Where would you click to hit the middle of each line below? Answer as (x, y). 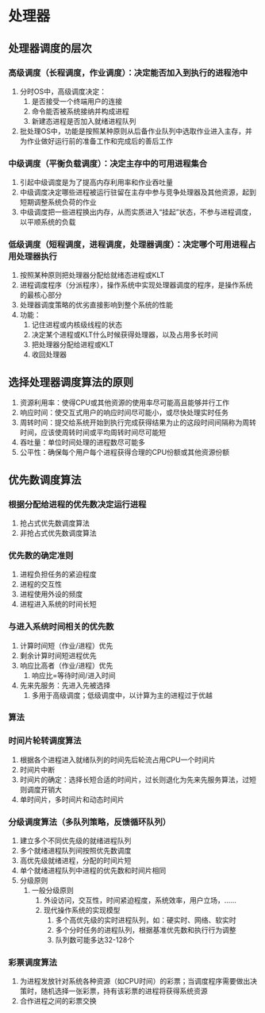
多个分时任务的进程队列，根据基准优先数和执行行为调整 (146, 930)
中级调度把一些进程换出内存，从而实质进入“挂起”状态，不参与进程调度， (138, 212)
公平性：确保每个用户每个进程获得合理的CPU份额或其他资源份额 (125, 453)
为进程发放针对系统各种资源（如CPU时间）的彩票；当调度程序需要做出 (135, 981)
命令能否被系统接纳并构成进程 (80, 111)
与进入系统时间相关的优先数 (61, 626)
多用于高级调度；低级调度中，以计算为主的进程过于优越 (122, 695)
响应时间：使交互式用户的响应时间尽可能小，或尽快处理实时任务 (124, 413)
